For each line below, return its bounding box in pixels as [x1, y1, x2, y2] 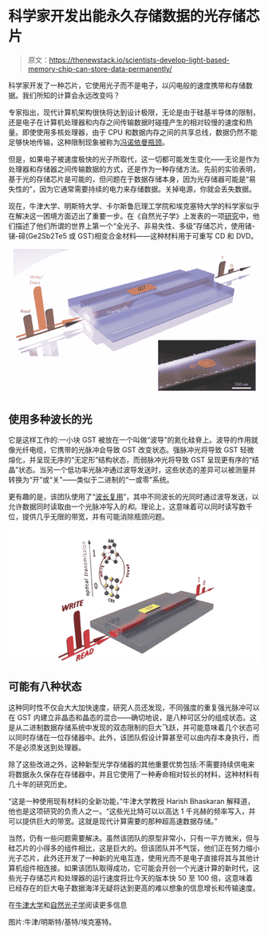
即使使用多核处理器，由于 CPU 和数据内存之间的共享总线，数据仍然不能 [22, 127, 258, 136]
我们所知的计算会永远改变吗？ [22, 90, 120, 100]
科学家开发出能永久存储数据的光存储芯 [8, 7, 261, 26]
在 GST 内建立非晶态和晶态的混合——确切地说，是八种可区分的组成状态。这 [8, 712, 258, 722]
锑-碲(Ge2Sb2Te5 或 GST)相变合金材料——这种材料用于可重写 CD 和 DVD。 [8, 231, 258, 240]
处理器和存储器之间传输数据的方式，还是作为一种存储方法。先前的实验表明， [8, 164, 260, 174]
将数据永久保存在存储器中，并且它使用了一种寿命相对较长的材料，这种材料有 [8, 769, 260, 778]
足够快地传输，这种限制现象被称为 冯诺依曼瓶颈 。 [8, 137, 169, 147]
